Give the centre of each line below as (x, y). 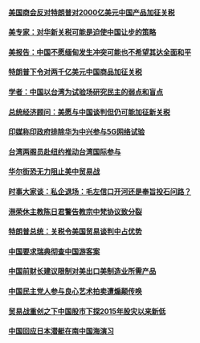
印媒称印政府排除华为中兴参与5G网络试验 (77, 132)
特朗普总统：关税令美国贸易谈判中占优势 (75, 231)
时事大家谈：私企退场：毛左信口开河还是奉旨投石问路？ (100, 191)
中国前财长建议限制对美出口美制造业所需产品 (82, 271)
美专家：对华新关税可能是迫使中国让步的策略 (82, 32)
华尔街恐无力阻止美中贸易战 (54, 171)
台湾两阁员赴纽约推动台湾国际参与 (65, 151)
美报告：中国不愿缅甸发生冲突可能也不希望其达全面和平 (100, 52)
